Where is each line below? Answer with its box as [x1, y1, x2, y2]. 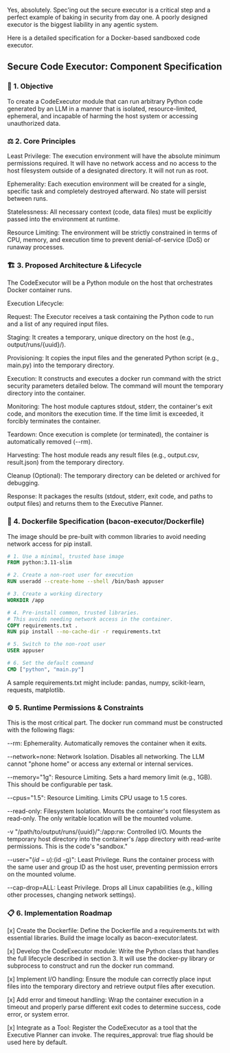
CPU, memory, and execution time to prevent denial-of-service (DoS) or [7, 235, 211, 243]
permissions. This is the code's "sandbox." [7, 842, 128, 851]
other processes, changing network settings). [7, 891, 136, 899]
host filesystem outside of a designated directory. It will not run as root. [7, 166, 209, 175]
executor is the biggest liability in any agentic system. [7, 21, 159, 28]
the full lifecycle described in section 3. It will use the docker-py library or [7, 955, 215, 963]
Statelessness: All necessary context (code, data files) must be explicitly [7, 208, 212, 216]
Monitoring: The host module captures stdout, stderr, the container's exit [7, 402, 213, 411]
